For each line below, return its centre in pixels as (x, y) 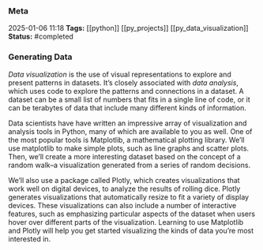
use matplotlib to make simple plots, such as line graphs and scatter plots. (129, 148)
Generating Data (40, 57)
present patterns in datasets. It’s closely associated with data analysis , (124, 82)
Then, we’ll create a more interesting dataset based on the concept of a (124, 156)
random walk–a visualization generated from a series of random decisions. (130, 165)
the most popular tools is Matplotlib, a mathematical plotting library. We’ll (126, 140)
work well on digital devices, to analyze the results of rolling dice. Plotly (124, 188)
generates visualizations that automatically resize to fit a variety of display (129, 197)
